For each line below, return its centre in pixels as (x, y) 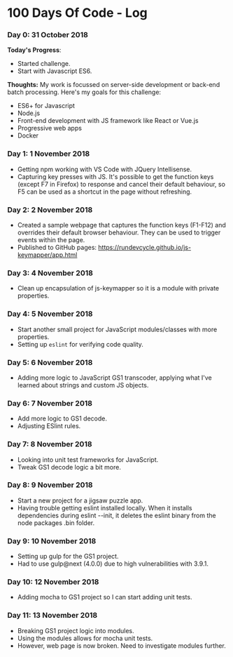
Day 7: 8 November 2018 (50, 444)
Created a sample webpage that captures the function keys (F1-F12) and (121, 225)
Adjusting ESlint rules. (49, 426)
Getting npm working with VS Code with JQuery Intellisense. (105, 169)
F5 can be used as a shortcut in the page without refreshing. (105, 192)
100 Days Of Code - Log (78, 13)
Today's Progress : (34, 50)
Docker (28, 135)
